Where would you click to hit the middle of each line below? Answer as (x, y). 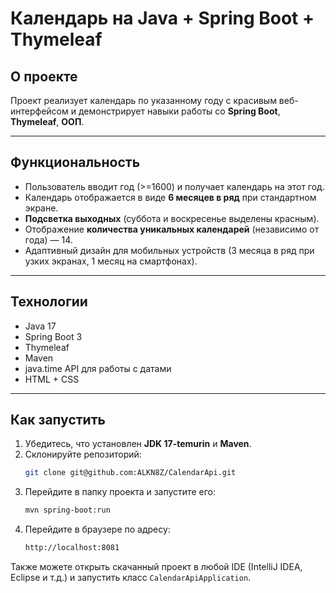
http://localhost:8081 (72, 548)
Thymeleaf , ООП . (47, 121)
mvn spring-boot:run (67, 510)
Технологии (49, 302)
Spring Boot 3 (53, 336)
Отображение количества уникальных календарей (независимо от (172, 229)
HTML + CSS (52, 379)
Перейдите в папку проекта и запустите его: (120, 492)
